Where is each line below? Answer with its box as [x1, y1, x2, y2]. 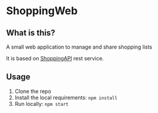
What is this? [6, 28, 56, 38]
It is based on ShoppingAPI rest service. [6, 55, 104, 62]
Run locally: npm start [14, 100, 69, 107]
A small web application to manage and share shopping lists [6, 43, 153, 50]
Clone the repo [14, 88, 51, 95]
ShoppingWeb [6, 4, 78, 18]
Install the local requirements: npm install [14, 93, 118, 101]
